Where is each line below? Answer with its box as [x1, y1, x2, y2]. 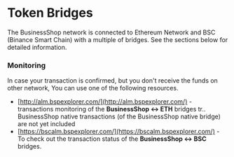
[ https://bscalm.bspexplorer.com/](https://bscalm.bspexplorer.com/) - [17, 128, 220, 136]
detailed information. [7, 43, 67, 51]
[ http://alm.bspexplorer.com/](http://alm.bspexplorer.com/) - [17, 97, 193, 106]
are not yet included [17, 120, 76, 128]
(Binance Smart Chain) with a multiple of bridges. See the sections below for [7, 35, 228, 43]
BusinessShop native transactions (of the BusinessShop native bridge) [17, 112, 221, 121]
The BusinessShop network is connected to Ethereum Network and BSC [7, 28, 216, 36]
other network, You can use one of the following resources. [7, 84, 179, 93]
